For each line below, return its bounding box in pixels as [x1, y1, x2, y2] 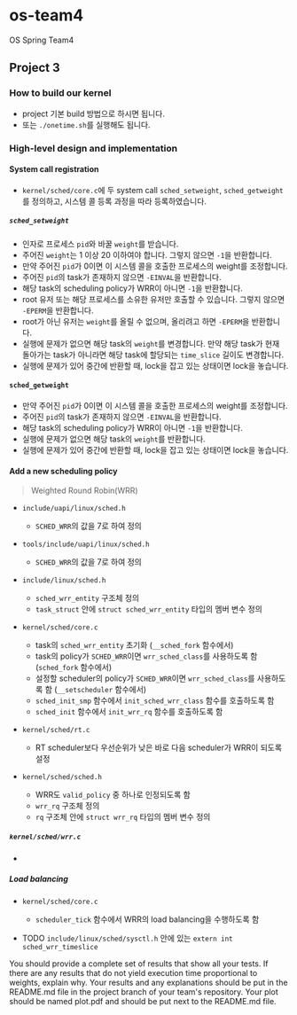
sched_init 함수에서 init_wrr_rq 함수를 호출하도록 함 [35, 707, 223, 717]
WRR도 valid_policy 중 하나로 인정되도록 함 [35, 790, 191, 800]
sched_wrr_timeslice [21, 943, 98, 952]
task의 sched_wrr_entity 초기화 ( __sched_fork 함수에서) [35, 640, 234, 651]
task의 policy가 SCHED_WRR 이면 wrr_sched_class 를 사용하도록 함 [35, 651, 258, 661]
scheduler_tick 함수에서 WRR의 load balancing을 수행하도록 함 [35, 914, 260, 925]
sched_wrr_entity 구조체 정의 [35, 593, 140, 604]
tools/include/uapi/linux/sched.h [21, 540, 150, 550]
